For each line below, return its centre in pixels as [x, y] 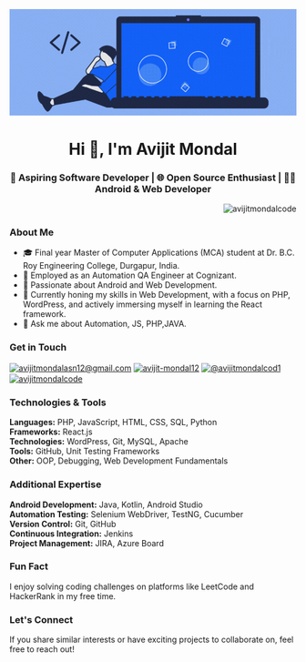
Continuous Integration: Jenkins [71, 534]
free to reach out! [42, 649]
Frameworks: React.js [51, 432]
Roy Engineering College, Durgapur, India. [101, 266]
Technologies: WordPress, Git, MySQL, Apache [99, 442]
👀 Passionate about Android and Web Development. [120, 285]
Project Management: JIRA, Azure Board [87, 543]
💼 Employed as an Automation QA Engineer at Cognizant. [129, 275]
